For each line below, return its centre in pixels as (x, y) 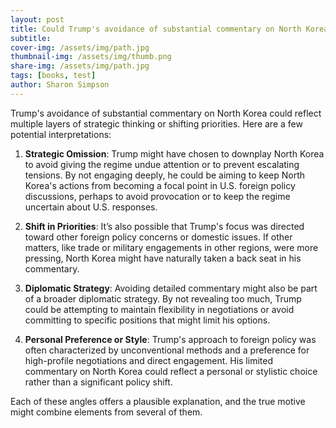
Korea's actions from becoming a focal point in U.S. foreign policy (160, 185)
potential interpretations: (61, 134)
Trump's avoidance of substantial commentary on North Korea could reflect (166, 113)
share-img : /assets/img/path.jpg (80, 66)
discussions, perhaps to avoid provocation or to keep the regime (157, 196)
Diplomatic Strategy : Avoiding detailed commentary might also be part (171, 288)
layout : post (37, 19)
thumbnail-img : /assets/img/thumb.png (91, 57)
